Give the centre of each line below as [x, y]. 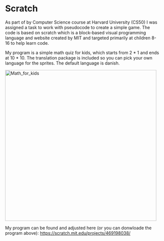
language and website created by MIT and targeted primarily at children [78, 38]
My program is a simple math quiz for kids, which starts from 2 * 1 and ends [82, 53]
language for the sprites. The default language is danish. [62, 63]
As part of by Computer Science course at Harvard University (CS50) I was [81, 22]
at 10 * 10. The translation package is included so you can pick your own [79, 58]
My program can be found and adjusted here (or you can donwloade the [78, 228]
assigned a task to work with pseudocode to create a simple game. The [78, 27]
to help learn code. [30, 43]
